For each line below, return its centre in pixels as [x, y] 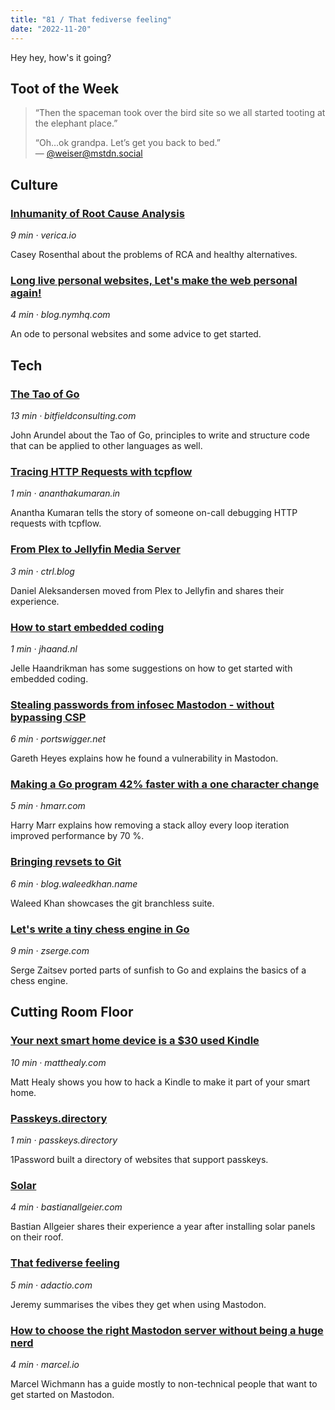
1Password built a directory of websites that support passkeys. [139, 1160]
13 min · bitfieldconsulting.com [73, 415]
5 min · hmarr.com [48, 806]
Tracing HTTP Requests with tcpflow [101, 471]
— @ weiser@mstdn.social [88, 153]
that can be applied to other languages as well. [106, 445]
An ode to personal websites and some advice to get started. [136, 334]
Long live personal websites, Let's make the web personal [154, 280]
